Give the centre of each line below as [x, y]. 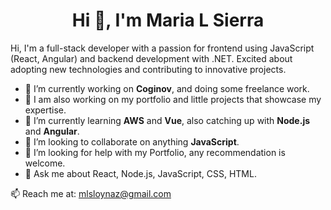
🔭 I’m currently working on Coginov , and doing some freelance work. [167, 88]
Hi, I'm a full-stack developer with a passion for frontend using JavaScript [162, 48]
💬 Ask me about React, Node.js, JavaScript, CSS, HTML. [140, 173]
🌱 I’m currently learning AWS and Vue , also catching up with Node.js [167, 120]
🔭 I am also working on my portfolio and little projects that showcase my [173, 99]
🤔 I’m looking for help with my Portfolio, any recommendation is [155, 152]
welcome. [45, 163]
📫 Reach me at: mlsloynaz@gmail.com [91, 193]
